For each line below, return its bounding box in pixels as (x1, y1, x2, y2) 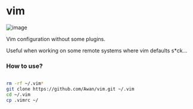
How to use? (6, 61, 43, 70)
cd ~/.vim (6, 91, 31, 98)
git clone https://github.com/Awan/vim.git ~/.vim (6, 86, 135, 92)
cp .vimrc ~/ (6, 97, 39, 103)
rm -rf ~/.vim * (6, 80, 44, 87)
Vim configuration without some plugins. (6, 35, 106, 42)
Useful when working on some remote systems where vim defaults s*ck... (6, 46, 188, 54)
